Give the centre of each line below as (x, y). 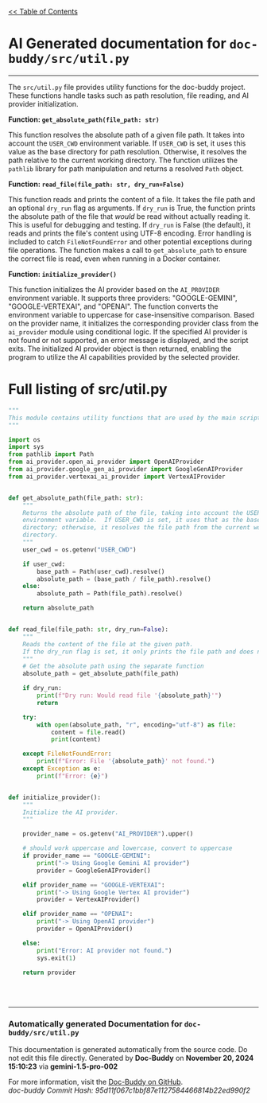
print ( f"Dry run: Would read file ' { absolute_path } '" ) (130, 696)
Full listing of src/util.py (88, 390)
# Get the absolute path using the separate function (113, 666)
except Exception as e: (62, 769)
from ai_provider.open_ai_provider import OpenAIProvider (106, 462)
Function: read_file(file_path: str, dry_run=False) (96, 184)
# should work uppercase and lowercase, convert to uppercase (128, 848)
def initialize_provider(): (55, 797)
